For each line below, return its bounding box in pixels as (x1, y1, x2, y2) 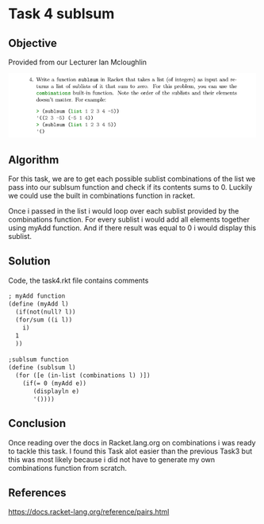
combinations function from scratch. (8, 463, 128, 472)
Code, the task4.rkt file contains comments (8, 275, 149, 285)
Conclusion (8, 417, 67, 430)
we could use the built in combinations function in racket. (8, 191, 196, 201)
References (8, 486, 67, 500)
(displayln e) (33, 387, 80, 395)
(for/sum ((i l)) (15, 315, 73, 324)
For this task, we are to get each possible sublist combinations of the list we (8, 174, 256, 183)
